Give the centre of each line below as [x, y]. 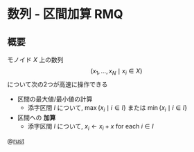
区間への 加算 [36, 117]
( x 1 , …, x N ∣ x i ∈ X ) [116, 72]
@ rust [16, 141]
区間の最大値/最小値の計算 [55, 99]
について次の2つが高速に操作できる [58, 84]
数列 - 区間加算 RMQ [65, 14]
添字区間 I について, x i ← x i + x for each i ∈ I [90, 127]
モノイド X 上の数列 [35, 60]
